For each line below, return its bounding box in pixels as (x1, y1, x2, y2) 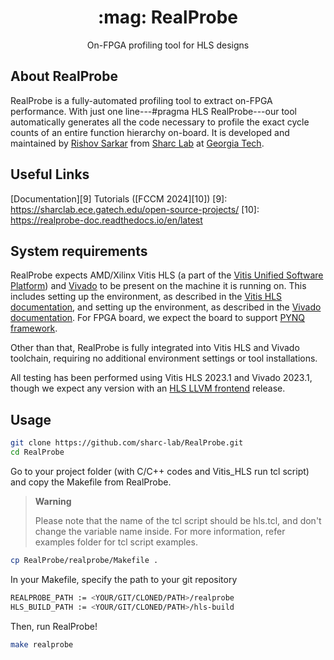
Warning (34, 495, 72, 507)
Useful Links (10, 166, 90, 183)
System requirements (10, 242, 148, 260)
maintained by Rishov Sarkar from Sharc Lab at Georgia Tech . (10, 137, 265, 149)
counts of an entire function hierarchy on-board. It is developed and (10, 126, 290, 138)
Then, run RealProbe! (10, 620, 98, 632)
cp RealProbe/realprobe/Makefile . (10, 555, 159, 565)
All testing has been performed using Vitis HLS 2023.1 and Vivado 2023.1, (10, 372, 313, 384)
